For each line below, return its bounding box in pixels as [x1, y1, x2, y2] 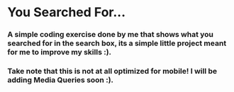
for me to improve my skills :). [7, 47, 112, 57]
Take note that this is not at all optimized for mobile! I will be [7, 67, 218, 76]
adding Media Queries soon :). [7, 75, 114, 85]
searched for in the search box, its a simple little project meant [7, 38, 227, 48]
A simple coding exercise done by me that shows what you [7, 30, 214, 40]
